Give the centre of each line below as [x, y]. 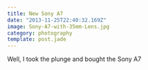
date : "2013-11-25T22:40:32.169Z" [57, 20]
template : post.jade [37, 40]
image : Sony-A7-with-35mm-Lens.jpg [58, 26]
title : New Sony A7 [35, 14]
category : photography [40, 33]
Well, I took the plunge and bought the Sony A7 [74, 59]
